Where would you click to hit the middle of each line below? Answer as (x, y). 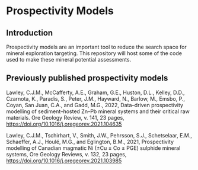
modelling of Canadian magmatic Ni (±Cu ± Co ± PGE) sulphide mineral (93, 148)
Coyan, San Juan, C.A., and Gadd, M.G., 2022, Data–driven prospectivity (95, 105)
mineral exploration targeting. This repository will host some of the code (94, 53)
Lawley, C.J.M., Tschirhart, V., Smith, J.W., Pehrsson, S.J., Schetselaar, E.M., (99, 135)
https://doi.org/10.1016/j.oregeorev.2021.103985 (64, 161)
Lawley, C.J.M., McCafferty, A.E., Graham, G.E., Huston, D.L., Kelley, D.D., (95, 92)
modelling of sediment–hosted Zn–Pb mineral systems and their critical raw (98, 111)
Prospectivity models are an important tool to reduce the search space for (96, 47)
